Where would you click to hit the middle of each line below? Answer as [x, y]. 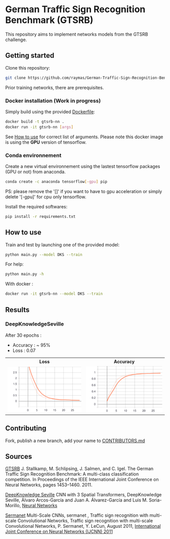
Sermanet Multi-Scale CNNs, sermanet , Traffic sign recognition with [77, 515]
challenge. [16, 40]
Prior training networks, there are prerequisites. [55, 87]
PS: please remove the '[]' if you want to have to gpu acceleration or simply [84, 191]
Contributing [26, 429]
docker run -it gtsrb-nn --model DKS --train [54, 294]
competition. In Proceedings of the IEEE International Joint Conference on [82, 480]
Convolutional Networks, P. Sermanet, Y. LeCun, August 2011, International [83, 526]
